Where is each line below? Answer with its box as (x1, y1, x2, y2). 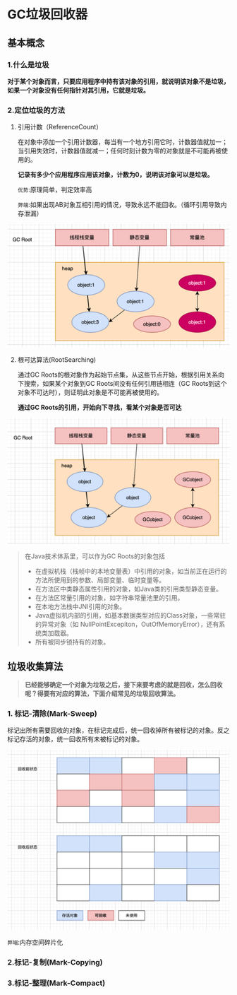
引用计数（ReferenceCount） (17, 123, 103, 131)
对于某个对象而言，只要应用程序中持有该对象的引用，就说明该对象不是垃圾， (7, 77, 230, 86)
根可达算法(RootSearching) (17, 355, 97, 364)
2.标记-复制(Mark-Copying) (7, 957, 104, 967)
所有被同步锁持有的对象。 (35, 637, 110, 647)
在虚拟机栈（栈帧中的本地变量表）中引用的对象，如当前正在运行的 (35, 567, 227, 576)
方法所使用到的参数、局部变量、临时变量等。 (35, 576, 166, 584)
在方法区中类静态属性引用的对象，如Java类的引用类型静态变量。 (35, 584, 222, 594)
